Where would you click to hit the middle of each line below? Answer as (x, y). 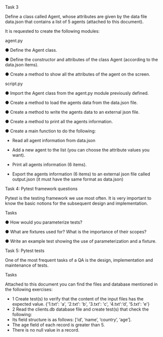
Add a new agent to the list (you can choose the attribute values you (81, 150)
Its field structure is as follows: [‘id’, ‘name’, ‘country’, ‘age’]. (72, 320)
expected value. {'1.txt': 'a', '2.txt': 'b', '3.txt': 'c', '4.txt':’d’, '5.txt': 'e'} (81, 304)
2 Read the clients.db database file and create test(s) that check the (80, 309)
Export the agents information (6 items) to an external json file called (81, 174)
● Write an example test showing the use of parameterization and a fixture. (81, 241)
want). (19, 155)
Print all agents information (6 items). (49, 165)
